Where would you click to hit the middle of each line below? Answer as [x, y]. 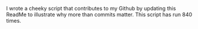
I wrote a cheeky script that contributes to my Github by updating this [91, 8]
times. [14, 21]
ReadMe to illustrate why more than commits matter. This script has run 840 [99, 14]
